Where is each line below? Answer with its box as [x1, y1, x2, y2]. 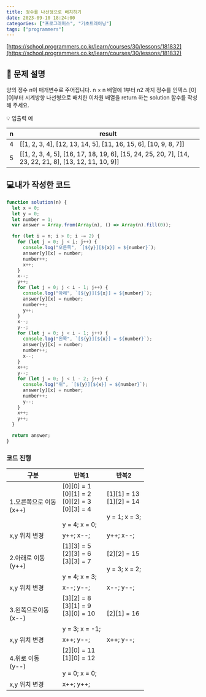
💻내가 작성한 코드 [6, 180, 71, 190]
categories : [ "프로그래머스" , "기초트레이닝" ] [6, 20, 112, 26]
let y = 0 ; [12, 210, 40, 217]
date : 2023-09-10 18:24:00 [6, 15, 75, 21]
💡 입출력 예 [6, 115, 34, 122]
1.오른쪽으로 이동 [9, 498, 57, 506]
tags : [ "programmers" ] [6, 26, 64, 33]
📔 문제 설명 [6, 69, 46, 79]
